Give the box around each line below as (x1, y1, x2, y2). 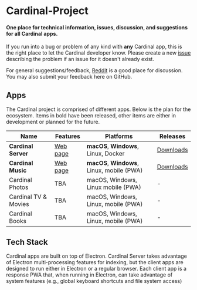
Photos (9, 183, 29, 191)
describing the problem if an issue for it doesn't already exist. (6, 56, 154, 63)
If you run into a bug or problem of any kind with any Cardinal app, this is (6, 43, 183, 50)
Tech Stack (6, 237, 48, 247)
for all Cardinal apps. (6, 30, 58, 37)
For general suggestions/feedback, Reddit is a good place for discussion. (6, 67, 183, 74)
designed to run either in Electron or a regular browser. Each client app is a (6, 265, 186, 272)
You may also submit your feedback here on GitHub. (6, 73, 133, 80)
